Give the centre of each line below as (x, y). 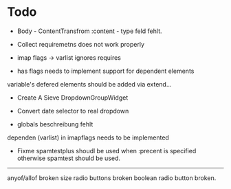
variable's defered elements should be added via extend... (89, 84)
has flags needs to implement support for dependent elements (106, 71)
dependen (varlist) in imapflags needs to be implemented (88, 137)
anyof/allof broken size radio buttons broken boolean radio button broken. (112, 178)
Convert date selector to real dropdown (73, 111)
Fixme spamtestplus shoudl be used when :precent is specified (107, 151)
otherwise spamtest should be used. (69, 158)
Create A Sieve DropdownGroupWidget (73, 98)
